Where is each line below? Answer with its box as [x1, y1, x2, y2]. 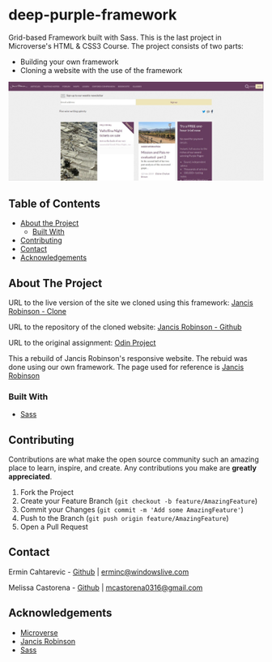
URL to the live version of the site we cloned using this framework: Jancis [8, 298, 253, 307]
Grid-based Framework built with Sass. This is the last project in [8, 32, 222, 42]
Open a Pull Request [19, 522, 89, 532]
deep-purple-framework [8, 6, 177, 24]
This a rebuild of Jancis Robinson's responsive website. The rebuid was [8, 353, 249, 363]
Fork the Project [19, 488, 74, 497]
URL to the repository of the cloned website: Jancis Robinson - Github [8, 322, 242, 332]
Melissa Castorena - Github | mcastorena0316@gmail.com [8, 582, 203, 592]
